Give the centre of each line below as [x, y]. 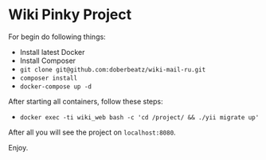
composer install [49, 78]
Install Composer [48, 60]
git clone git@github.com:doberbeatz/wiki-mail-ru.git [113, 69]
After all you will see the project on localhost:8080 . [92, 132]
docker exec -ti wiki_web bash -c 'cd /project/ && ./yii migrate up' [139, 117]
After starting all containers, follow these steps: [86, 101]
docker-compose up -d [55, 86]
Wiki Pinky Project [70, 15]
